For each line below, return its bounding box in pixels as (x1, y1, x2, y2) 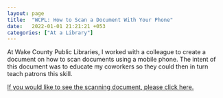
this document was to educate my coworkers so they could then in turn (7, 62, 209, 71)
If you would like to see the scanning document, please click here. (7, 83, 194, 91)
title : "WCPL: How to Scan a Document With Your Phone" (7, 16, 174, 23)
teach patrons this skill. (7, 70, 73, 78)
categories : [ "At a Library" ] (7, 29, 94, 36)
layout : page (7, 10, 45, 17)
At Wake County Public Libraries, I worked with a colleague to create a (7, 48, 206, 56)
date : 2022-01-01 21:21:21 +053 (7, 23, 106, 29)
